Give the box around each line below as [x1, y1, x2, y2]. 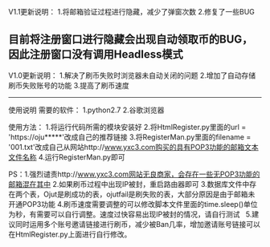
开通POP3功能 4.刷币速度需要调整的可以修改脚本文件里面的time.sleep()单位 [8, 199, 259, 209]
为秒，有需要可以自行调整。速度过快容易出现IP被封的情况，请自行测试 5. [8, 209, 252, 219]
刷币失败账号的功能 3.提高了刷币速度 [8, 80, 130, 90]
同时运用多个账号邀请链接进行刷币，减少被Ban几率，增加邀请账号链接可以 [14, 219, 261, 229]
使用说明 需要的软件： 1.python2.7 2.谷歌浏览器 [8, 105, 165, 115]
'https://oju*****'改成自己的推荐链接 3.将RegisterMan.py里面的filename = [8, 132, 252, 142]
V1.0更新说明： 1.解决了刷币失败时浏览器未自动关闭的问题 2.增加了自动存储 [8, 71, 256, 80]
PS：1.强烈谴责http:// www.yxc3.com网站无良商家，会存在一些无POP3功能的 [8, 169, 260, 179]
